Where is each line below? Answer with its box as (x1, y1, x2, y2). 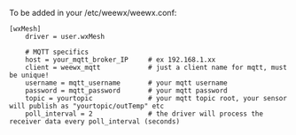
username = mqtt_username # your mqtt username (25, 79, 228, 87)
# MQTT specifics (25, 48, 90, 56)
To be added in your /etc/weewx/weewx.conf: (9, 8, 177, 18)
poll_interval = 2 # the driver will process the (25, 109, 264, 118)
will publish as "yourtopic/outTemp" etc (9, 101, 165, 110)
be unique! (9, 71, 50, 79)
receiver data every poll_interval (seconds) (9, 117, 180, 126)
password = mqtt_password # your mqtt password (25, 86, 228, 95)
